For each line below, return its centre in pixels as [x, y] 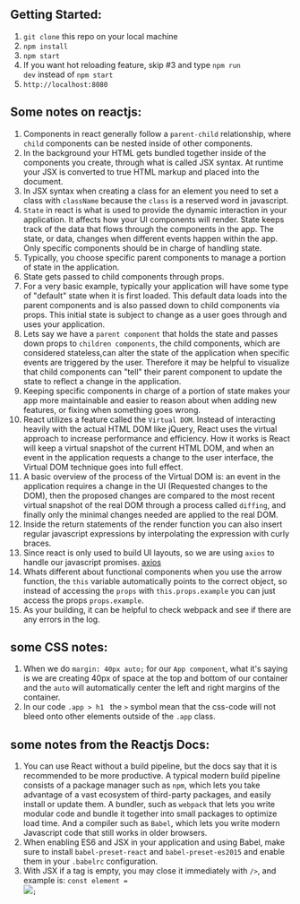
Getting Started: [56, 15]
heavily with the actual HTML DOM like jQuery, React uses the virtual [150, 428]
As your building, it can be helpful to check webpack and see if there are [157, 609]
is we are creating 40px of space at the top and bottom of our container [155, 678]
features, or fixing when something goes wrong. [111, 409]
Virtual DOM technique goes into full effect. [103, 467]
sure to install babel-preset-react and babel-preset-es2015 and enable [154, 852]
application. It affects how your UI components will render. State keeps [154, 220]
